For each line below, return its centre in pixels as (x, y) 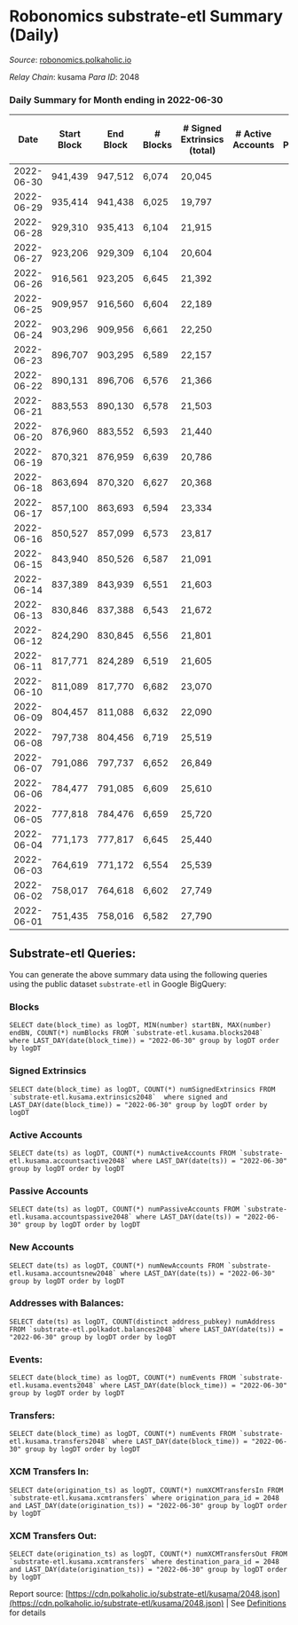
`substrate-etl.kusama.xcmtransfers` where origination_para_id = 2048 (144, 1498)
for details (27, 1613)
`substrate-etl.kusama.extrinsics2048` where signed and (118, 1097)
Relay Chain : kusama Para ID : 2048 (74, 76)
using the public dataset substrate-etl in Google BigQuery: (118, 984)
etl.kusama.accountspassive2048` (71, 1217)
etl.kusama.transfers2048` (59, 1442)
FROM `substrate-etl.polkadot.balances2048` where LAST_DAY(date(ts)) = (146, 1329)
